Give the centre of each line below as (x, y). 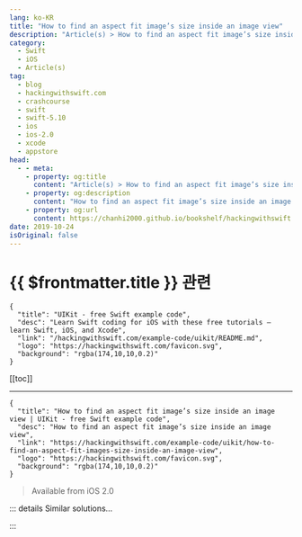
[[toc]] (21, 379)
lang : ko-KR (31, 18)
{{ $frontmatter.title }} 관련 (110, 282)
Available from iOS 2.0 (72, 491)
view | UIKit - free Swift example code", (90, 419)
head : (19, 160)
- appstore (38, 151)
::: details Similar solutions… (61, 508)
